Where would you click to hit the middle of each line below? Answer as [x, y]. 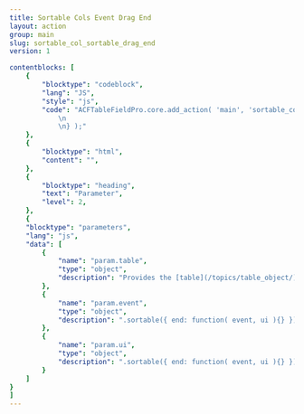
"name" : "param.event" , [102, 303]
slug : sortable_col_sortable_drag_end [82, 43]
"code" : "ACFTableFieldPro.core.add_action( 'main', [143, 109]
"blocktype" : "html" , [83, 152]
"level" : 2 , [65, 202]
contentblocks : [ [42, 68]
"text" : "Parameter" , [83, 194]
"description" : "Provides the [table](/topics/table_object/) [177, 278]
